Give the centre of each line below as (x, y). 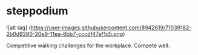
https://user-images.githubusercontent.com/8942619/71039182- (111, 27)
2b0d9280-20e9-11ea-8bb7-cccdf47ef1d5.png (65, 33)
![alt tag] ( (19, 27)
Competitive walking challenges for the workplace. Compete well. (88, 45)
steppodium (37, 11)
